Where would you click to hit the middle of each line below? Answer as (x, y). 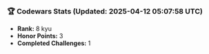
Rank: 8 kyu (34, 29)
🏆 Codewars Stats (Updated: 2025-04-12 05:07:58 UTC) (105, 11)
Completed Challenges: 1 (54, 43)
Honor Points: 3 (40, 36)
